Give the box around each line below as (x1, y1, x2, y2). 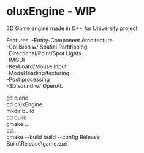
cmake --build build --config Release (6, 133, 100, 141)
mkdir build (6, 107, 35, 114)
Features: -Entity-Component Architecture (6, 36, 113, 44)
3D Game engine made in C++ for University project (6, 25, 138, 32)
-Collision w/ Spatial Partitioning (6, 43, 88, 50)
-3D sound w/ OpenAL (6, 82, 63, 90)
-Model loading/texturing (6, 69, 69, 76)
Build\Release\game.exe (6, 139, 67, 147)
